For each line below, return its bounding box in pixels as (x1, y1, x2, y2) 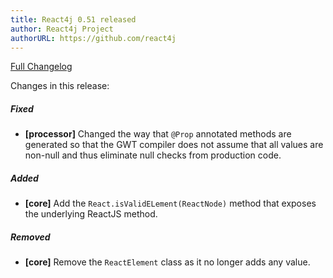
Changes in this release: (10, 80, 110, 92)
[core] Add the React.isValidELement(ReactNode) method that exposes (24, 197, 317, 210)
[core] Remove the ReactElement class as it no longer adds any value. (24, 256, 311, 268)
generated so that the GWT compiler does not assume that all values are (24, 139, 324, 151)
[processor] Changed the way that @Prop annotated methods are (24, 128, 292, 140)
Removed (10, 231, 51, 243)
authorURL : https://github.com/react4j (10, 33, 177, 43)
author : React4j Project (10, 24, 114, 34)
